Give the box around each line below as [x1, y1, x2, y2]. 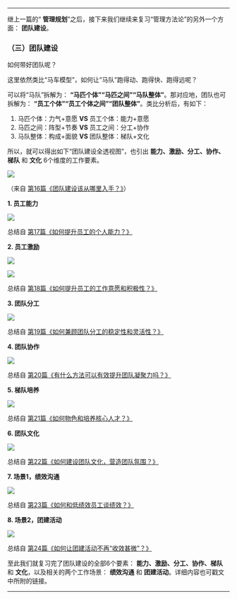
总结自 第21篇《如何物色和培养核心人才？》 [7, 414, 133, 423]
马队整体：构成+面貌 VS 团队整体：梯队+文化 [17, 132, 150, 141]
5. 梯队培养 [7, 386, 39, 395]
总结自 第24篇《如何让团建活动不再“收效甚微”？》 [7, 544, 152, 552]
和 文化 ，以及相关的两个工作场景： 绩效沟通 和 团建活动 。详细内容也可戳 [7, 568, 219, 576]
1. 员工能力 [7, 199, 39, 208]
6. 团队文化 [7, 429, 40, 438]
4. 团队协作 [7, 342, 40, 351]
